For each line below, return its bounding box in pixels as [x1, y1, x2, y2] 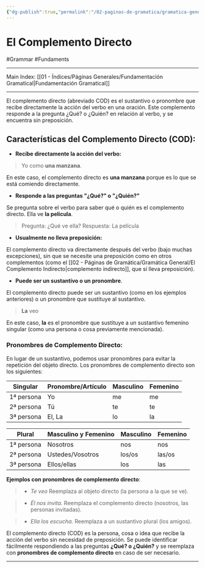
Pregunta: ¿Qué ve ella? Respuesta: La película [21, 222, 139, 229]
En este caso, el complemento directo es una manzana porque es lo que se [6, 174, 196, 181]
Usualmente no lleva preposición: [15, 234, 103, 242]
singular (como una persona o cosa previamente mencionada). [6, 326, 164, 333]
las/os [157, 450, 175, 458]
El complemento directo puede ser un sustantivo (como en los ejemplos [6, 289, 187, 297]
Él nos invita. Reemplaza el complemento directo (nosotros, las [30, 499, 189, 506]
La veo [21, 307, 38, 315]
